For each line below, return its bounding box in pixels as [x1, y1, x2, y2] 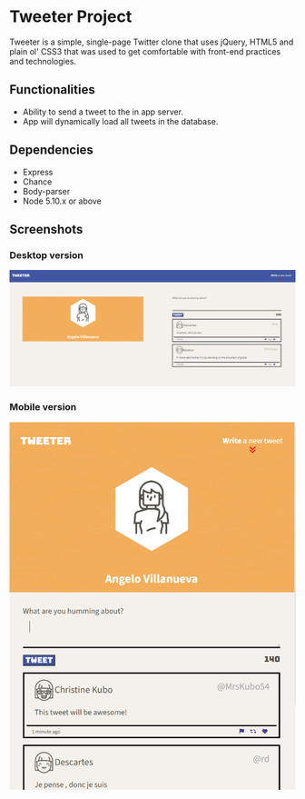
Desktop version [9, 248, 84, 261]
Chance [22, 175, 53, 187]
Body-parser [22, 185, 71, 196]
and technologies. [9, 55, 77, 66]
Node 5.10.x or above [22, 195, 102, 206]
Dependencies [9, 143, 93, 158]
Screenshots [9, 221, 84, 237]
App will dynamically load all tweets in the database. [22, 115, 219, 126]
